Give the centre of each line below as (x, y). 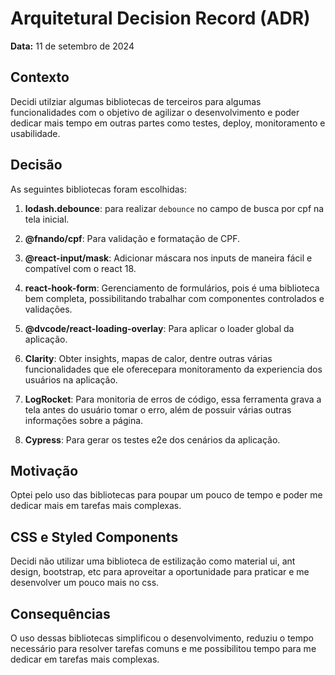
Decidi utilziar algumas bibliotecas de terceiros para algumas (136, 101)
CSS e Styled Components (94, 537)
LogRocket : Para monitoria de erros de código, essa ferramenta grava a (173, 399)
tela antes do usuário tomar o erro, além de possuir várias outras (158, 409)
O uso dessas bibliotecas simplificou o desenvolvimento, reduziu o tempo (162, 638)
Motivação (44, 470)
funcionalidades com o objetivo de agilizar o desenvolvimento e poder (155, 112)
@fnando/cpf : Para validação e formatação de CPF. (132, 238)
